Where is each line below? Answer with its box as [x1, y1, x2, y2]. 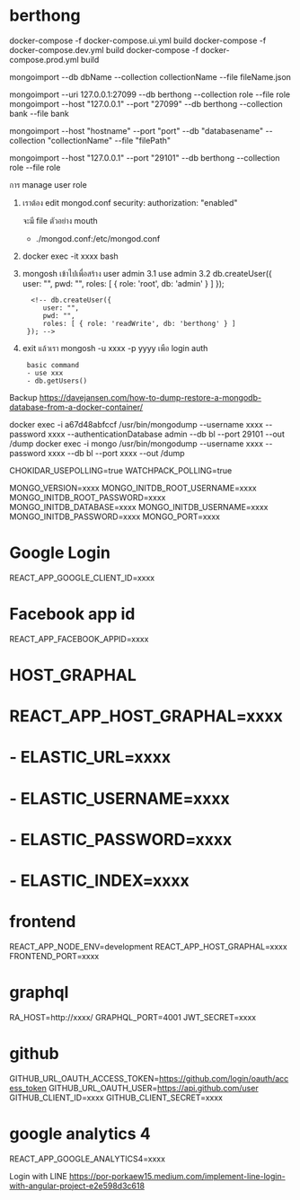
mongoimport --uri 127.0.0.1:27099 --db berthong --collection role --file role [9, 89, 290, 100]
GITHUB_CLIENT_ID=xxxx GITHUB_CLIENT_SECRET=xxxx [9, 1092, 223, 1103]
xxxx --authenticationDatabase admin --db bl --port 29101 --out [48, 428, 285, 439]
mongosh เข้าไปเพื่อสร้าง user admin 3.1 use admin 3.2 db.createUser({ [22, 268, 272, 278]
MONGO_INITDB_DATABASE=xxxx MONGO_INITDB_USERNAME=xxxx [9, 501, 269, 512]
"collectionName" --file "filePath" [47, 135, 172, 146]
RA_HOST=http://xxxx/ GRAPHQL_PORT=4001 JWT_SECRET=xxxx [9, 1011, 257, 1022]
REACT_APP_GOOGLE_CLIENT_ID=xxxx [9, 572, 155, 583]
